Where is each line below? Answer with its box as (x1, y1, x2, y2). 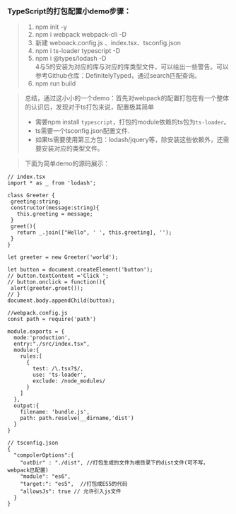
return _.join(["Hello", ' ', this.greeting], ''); (16, 229, 172, 236)
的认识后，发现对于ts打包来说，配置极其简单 (24, 103, 154, 111)
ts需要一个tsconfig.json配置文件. (35, 127, 130, 135)
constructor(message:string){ (10, 204, 100, 211)
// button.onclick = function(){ (7, 279, 106, 286)
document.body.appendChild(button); (7, 297, 115, 305)
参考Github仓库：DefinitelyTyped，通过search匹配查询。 (35, 71, 201, 80)
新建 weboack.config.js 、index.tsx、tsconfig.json (35, 39, 182, 47)
